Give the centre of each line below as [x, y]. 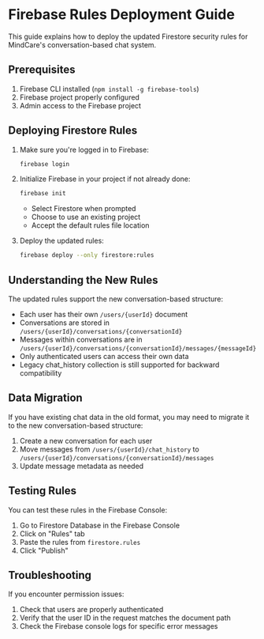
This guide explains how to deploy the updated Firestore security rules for [128, 36]
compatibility [41, 373]
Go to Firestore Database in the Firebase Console [99, 525]
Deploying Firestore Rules [73, 131]
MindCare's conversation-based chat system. [82, 44]
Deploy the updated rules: [61, 241]
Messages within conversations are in [81, 339]
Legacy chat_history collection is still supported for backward [119, 365]
